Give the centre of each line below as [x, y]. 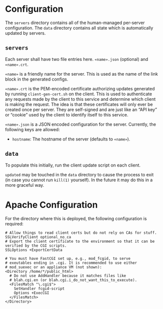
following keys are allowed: [32, 129]
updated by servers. [25, 33]
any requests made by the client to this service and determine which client [81, 99]
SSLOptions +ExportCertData [34, 250]
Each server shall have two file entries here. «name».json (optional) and [77, 59]
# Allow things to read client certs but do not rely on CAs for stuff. [81, 233]
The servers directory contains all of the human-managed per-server [75, 23]
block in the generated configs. [37, 79]
